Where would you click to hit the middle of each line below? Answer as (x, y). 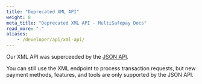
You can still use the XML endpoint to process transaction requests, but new (101, 68)
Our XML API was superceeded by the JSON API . (67, 57)
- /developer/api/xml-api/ (51, 40)
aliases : (17, 34)
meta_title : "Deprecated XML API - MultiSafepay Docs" (77, 23)
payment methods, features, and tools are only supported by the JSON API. (100, 75)
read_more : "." (25, 28)
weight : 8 (19, 17)
